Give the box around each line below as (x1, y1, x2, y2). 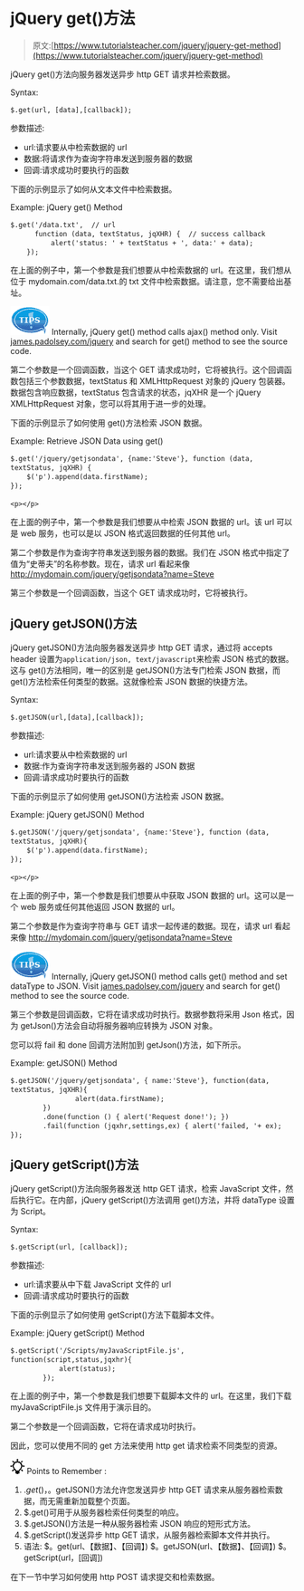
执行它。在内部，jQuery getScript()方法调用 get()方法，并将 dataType (17, 1194, 277, 1205)
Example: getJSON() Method (10, 1057, 118, 1069)
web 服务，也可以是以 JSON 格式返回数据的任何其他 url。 (20, 527, 236, 539)
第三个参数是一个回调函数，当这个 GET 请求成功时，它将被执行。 (10, 587, 252, 598)
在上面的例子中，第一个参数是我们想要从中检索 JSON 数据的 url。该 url (10, 516, 275, 527)
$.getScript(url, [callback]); (10, 1242, 128, 1251)
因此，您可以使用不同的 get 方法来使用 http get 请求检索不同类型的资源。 (10, 1440, 283, 1451)
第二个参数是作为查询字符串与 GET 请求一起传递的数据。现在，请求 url (10, 920, 272, 931)
